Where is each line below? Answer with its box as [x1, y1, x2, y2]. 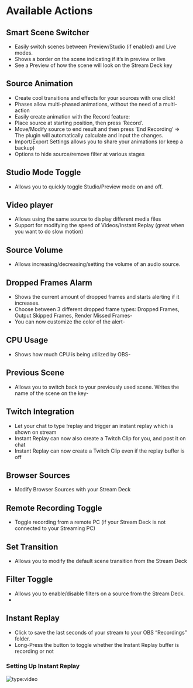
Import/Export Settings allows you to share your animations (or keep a [14, 138, 183, 145]
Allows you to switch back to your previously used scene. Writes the [14, 383, 180, 390]
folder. [14, 635, 30, 642]
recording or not [14, 647, 54, 655]
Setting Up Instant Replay [6, 662, 80, 670]
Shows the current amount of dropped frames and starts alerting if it [14, 294, 180, 301]
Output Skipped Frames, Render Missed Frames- [14, 312, 133, 319]
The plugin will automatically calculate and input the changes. [14, 131, 164, 139]
